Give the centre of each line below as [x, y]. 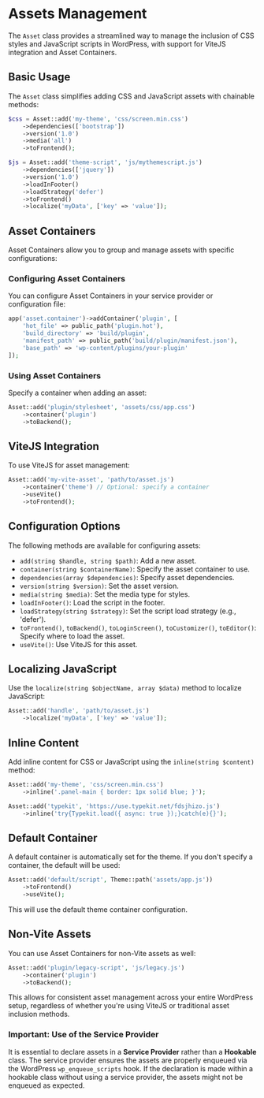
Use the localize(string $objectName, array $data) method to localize [125, 688]
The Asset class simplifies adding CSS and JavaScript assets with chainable [131, 96]
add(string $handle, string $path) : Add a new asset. [108, 560]
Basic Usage [39, 77]
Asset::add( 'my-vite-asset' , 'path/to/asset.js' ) [91, 480]
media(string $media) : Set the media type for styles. [105, 594]
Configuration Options [64, 526]
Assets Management [78, 14]
